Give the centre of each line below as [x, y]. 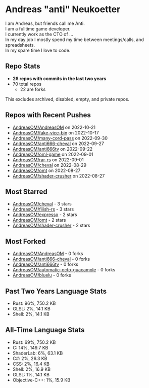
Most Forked [26, 241]
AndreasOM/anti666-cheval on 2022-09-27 [58, 144]
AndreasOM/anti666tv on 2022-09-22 [53, 149]
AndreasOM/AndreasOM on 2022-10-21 [54, 127]
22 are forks [33, 89]
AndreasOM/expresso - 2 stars [45, 215]
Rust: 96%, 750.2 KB [34, 303]
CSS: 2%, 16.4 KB [31, 364]
